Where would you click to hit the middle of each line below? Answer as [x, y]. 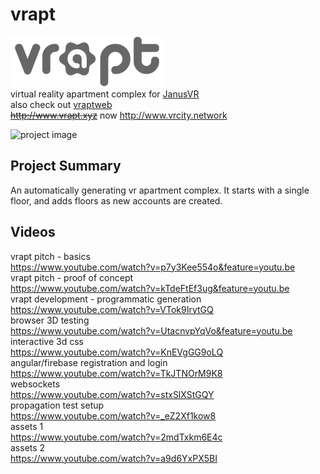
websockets [35, 384]
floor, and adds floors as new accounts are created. [116, 200]
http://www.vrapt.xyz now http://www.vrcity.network [119, 115]
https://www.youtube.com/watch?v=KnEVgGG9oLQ [117, 352]
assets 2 [28, 447]
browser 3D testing [50, 320]
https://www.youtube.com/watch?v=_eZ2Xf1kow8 [113, 415]
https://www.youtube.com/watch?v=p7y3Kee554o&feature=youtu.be [153, 267]
